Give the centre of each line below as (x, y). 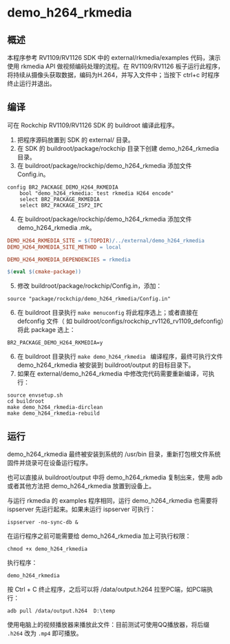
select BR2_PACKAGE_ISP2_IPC (61, 205)
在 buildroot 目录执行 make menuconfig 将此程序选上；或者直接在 (107, 313)
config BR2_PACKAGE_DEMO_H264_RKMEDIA (63, 187)
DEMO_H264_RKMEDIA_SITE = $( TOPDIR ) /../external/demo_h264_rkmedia (106, 240)
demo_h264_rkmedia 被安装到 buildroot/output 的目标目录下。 (106, 365)
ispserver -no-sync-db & (43, 522)
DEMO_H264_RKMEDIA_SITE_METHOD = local (64, 247)
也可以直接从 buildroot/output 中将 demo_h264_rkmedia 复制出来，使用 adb (115, 477)
